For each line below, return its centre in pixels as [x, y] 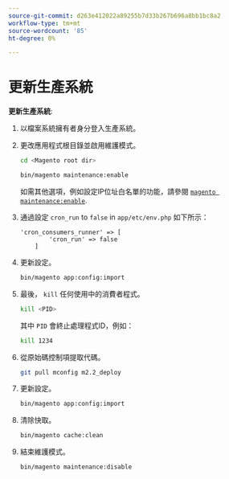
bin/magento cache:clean [61, 436]
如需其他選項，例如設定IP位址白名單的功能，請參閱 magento [118, 191]
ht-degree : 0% [32, 38]
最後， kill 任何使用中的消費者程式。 [82, 293]
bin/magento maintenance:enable [74, 175]
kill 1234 [37, 341]
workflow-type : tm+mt [45, 23]
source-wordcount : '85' [48, 31]
